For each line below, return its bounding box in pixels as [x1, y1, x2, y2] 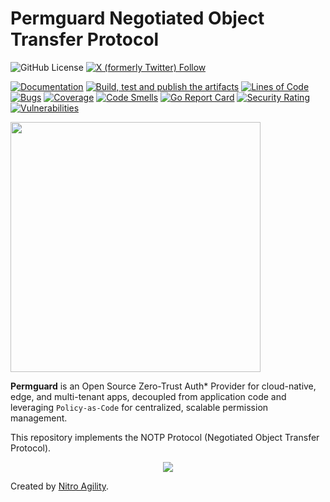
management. [10, 412, 68, 424]
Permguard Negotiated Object [10, 7, 265, 30]
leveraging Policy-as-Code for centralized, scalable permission [10, 401, 269, 413]
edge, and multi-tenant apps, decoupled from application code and [10, 390, 287, 402]
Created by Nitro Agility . [10, 480, 110, 492]
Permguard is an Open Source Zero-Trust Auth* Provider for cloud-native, [10, 380, 317, 392]
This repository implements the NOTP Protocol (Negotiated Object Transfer [10, 431, 320, 443]
